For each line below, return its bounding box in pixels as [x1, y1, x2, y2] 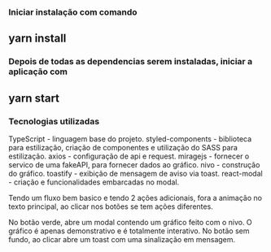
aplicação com [8, 66, 68, 77]
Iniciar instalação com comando [8, 7, 138, 18]
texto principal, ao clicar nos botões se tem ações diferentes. [8, 202, 213, 211]
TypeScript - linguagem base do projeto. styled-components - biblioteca [8, 133, 252, 144]
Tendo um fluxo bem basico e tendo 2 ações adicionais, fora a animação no [8, 193, 263, 202]
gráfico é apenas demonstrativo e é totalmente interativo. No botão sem [8, 226, 250, 236]
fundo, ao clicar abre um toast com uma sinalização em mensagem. [8, 234, 236, 244]
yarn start [8, 91, 59, 105]
